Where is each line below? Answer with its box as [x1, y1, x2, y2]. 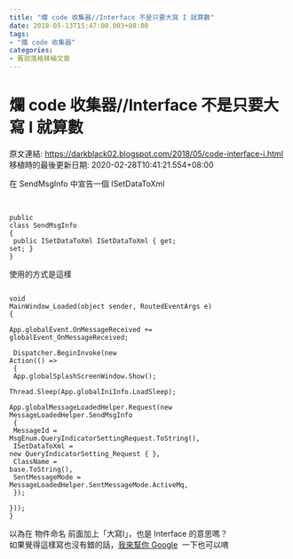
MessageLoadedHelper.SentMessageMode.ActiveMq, [9, 480, 189, 489]
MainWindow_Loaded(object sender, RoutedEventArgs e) [9, 302, 213, 311]
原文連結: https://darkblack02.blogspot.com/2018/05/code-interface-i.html [9, 148, 284, 159]
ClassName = [12, 457, 58, 466]
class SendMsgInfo [9, 221, 77, 230]
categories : [9, 46, 53, 55]
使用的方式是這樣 [9, 268, 72, 279]
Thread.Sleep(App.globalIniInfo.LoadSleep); [9, 387, 177, 396]
